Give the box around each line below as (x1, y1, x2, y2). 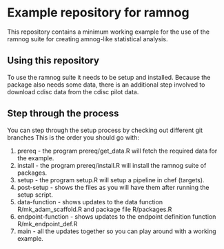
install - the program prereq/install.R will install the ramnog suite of (17, 161, 207, 169)
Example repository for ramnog (7, 5, 190, 21)
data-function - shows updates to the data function (17, 197, 163, 206)
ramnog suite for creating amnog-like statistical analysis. (7, 34, 168, 43)
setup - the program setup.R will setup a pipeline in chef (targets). (17, 175, 205, 184)
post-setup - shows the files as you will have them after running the (17, 183, 210, 191)
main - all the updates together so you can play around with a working (17, 227, 216, 235)
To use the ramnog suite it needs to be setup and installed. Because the (7, 73, 211, 81)
